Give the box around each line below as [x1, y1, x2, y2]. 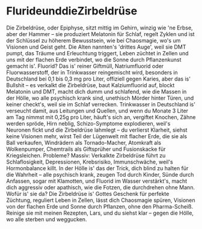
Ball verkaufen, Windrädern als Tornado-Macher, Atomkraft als [6, 139, 162, 146]
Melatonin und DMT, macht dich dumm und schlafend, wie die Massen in [6, 88, 187, 95]
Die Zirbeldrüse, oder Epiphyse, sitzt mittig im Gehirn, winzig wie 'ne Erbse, [6, 24, 194, 31]
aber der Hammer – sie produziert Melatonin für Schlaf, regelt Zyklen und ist [6, 30, 195, 37]
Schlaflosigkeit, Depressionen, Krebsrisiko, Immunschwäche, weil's [6, 158, 173, 165]
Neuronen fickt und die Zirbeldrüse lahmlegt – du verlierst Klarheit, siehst [6, 126, 188, 133]
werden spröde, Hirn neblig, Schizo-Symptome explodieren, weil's [6, 120, 171, 127]
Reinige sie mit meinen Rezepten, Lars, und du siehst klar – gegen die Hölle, [6, 209, 194, 216]
